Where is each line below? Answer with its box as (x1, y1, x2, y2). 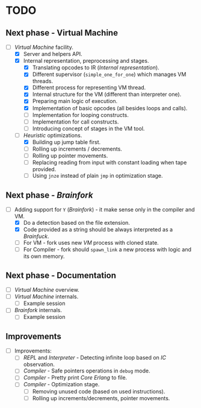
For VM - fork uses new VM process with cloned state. (23, 239, 159, 246)
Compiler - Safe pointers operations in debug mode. (23, 367, 151, 374)
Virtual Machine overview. (14, 286, 79, 293)
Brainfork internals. (14, 307, 63, 314)
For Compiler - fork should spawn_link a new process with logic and (23, 246, 192, 253)
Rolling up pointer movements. (32, 152, 108, 159)
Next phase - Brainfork (5, 190, 93, 200)
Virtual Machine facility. (14, 43, 73, 51)
